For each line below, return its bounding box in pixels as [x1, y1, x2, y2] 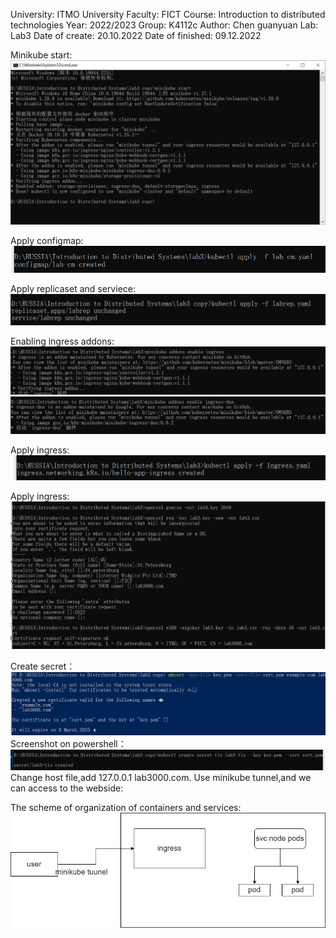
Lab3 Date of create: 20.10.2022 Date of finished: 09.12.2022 [10, 30, 262, 41]
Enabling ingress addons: [10, 335, 115, 347]
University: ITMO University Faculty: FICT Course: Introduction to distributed [10, 9, 326, 20]
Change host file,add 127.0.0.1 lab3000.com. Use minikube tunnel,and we [10, 772, 312, 784]
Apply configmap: [10, 234, 84, 246]
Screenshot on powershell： [10, 737, 127, 749]
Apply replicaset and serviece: [10, 282, 136, 294]
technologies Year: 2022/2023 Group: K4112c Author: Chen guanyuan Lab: [10, 19, 319, 31]
